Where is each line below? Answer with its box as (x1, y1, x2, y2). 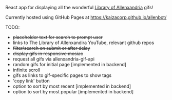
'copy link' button (12, 78, 50, 84)
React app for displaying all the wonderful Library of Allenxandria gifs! (5, 5, 154, 10)
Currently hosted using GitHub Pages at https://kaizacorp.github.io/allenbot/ (5, 14, 167, 20)
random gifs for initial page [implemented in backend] (12, 62, 127, 67)
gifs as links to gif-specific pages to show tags (12, 72, 112, 78)
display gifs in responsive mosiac (12, 51, 83, 56)
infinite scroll (12, 67, 40, 73)
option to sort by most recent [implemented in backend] (12, 83, 131, 89)
